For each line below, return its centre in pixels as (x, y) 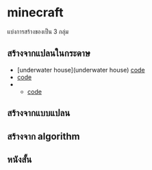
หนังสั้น (20, 159)
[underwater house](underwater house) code (81, 70)
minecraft (35, 13)
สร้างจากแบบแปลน (39, 113)
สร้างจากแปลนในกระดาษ (49, 54)
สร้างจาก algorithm (43, 136)
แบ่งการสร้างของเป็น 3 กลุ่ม (38, 31)
